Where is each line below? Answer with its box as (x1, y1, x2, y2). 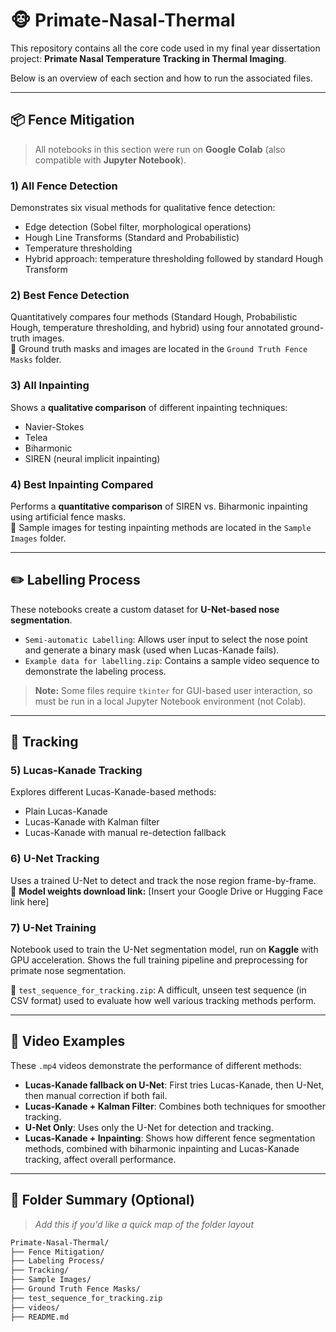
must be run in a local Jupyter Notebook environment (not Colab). (34, 695, 307, 707)
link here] (10, 895, 50, 908)
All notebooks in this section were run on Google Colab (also (34, 143, 286, 155)
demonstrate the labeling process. (24, 665, 167, 677)
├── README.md (10, 1312, 70, 1322)
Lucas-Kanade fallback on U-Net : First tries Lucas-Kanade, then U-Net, (24, 1079, 325, 1091)
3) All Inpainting (10, 379, 90, 393)
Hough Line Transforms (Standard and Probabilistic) (24, 232, 240, 244)
